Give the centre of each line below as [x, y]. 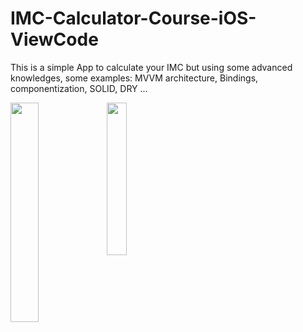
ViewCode [54, 39]
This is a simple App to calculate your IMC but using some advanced [151, 67]
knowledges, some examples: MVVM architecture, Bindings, [134, 78]
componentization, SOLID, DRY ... [79, 88]
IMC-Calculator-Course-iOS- [133, 18]
